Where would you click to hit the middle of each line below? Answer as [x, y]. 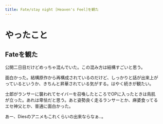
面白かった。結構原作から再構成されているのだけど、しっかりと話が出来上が [81, 77]
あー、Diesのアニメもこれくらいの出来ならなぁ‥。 [55, 116]
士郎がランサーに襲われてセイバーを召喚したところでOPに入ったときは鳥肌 [80, 94]
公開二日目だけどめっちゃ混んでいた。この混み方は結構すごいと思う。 [75, 67]
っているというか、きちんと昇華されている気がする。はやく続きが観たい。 [80, 84]
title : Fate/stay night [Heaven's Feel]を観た [52, 9]
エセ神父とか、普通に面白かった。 [39, 106]
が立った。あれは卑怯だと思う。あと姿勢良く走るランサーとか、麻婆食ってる [81, 100]
